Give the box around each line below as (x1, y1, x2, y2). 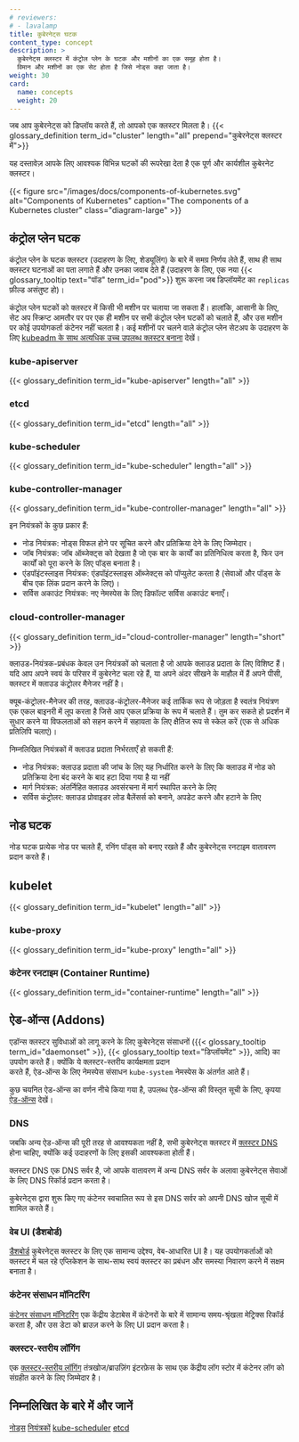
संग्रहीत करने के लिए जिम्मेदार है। (9, 1372, 101, 1382)
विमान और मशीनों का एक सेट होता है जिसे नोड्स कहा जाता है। (17, 63, 191, 72)
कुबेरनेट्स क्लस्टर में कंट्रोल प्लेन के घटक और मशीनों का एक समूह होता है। (17, 54, 222, 63)
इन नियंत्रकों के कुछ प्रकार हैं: (9, 520, 89, 531)
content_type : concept (9, 37, 93, 47)
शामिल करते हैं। (9, 1203, 55, 1213)
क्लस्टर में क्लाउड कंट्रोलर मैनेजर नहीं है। (9, 678, 125, 689)
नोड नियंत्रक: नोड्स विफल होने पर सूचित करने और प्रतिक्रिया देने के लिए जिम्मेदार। (21, 538, 252, 549)
